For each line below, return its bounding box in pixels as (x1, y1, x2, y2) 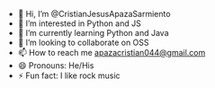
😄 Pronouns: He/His (17, 60, 94, 71)
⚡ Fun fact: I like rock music (17, 70, 121, 81)
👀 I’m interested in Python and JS (17, 18, 141, 29)
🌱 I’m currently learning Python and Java (17, 28, 169, 38)
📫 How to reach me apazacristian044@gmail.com (17, 48, 206, 57)
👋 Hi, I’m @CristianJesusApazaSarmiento (17, 9, 171, 19)
